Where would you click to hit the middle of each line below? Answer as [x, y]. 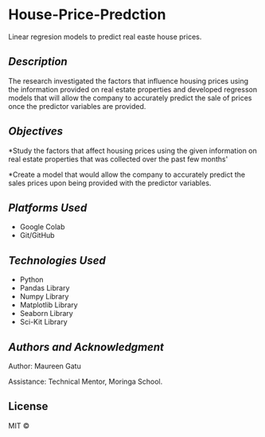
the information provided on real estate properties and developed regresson [132, 89]
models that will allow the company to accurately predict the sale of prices [130, 98]
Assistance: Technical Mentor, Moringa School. [86, 381]
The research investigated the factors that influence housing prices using [129, 80]
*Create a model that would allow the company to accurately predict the [127, 174]
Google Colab [42, 227]
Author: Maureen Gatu [45, 366]
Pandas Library [45, 288]
